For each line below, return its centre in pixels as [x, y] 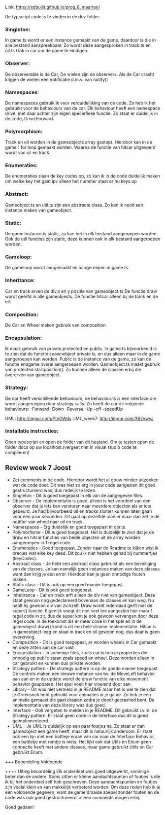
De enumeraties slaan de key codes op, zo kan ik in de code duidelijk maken [82, 176]
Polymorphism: [24, 131]
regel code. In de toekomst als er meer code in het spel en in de [77, 621]
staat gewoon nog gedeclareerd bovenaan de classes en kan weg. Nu [83, 600]
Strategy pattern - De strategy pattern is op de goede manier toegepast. [85, 668]
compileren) [17, 452]
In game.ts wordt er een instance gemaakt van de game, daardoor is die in [81, 40]
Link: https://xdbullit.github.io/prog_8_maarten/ [53, 7]
